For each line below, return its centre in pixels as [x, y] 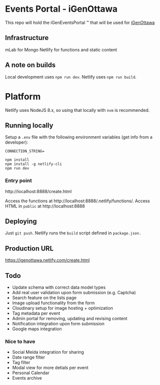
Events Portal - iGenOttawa [61, 9]
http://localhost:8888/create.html [39, 191]
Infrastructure [27, 38]
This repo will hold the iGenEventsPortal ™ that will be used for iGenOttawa [80, 22]
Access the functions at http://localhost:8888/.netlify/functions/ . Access [78, 201]
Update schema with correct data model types [59, 287]
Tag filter [21, 363]
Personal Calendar [31, 373]
